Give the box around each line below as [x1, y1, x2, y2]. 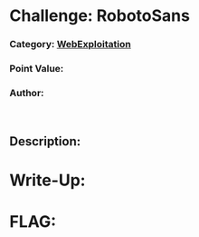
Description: [9, 133, 81, 149]
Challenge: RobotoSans [9, 5, 190, 26]
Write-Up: [9, 170, 86, 191]
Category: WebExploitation [9, 38, 131, 51]
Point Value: [9, 63, 64, 75]
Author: [9, 86, 44, 99]
